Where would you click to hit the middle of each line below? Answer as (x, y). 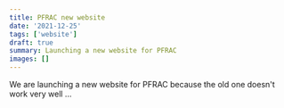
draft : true (31, 42)
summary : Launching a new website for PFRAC (93, 51)
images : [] (29, 59)
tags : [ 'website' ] (43, 34)
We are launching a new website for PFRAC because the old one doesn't (142, 84)
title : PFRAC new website (57, 17)
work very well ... (41, 94)
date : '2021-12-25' (45, 26)
